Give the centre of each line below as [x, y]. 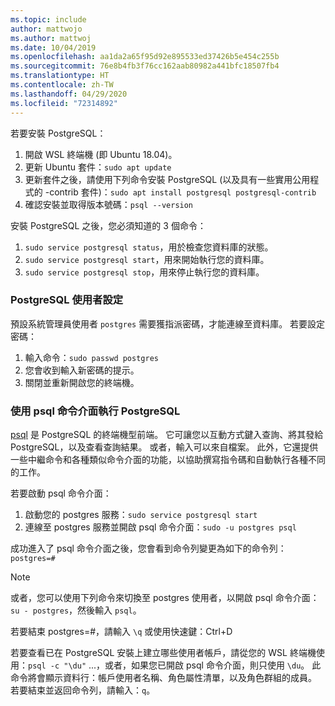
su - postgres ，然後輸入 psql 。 [76, 610]
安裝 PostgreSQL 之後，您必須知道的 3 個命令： [108, 225]
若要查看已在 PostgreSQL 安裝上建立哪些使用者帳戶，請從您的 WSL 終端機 [163, 653]
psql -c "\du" [57, 666]
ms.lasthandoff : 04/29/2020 [69, 94]
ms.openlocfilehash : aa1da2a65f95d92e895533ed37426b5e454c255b [145, 57]
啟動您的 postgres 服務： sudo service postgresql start [141, 515]
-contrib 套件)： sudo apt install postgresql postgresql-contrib [180, 192]
